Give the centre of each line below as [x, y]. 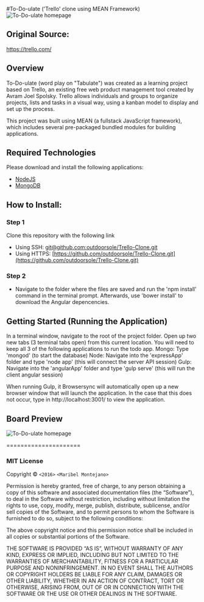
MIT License [25, 461]
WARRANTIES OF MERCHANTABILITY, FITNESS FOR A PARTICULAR [92, 561]
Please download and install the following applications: [75, 168]
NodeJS [25, 179]
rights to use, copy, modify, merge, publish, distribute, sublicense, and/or [98, 506]
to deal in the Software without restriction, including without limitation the [98, 499]
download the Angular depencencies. [62, 302]
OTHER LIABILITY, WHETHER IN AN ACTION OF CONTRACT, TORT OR [95, 581]
